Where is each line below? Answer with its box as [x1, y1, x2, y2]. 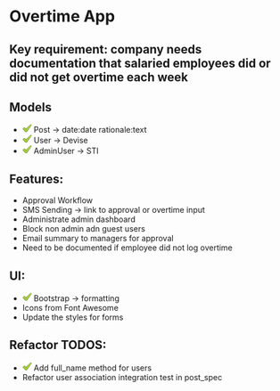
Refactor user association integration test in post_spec [21, 371, 223, 382]
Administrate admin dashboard [21, 214, 136, 224]
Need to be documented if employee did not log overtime [21, 242, 234, 253]
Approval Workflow [21, 195, 94, 206]
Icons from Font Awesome [21, 303, 119, 314]
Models [9, 100, 52, 115]
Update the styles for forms [21, 312, 124, 322]
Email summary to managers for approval [21, 233, 174, 244]
